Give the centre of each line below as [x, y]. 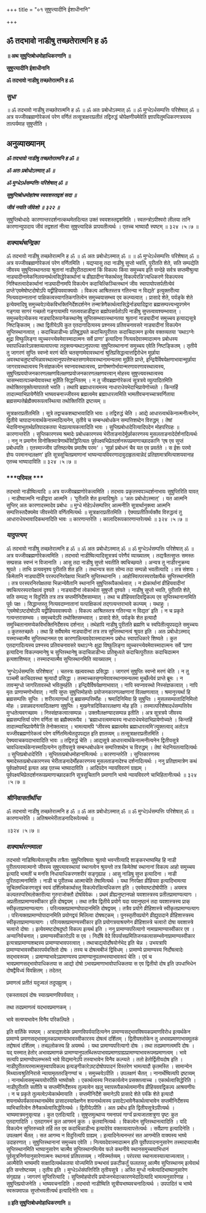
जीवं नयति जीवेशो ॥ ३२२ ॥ [33, 207]
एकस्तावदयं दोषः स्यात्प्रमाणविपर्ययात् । [42, 995]
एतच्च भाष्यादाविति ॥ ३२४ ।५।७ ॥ [41, 462]
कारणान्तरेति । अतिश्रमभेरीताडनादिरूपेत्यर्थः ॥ [50, 818]
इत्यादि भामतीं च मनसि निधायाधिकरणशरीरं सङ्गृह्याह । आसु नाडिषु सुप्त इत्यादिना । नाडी [91, 874]
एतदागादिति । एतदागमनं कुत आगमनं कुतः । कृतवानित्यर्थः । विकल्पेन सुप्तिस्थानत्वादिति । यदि [97, 1122]
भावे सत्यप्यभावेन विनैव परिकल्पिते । [40, 1020]
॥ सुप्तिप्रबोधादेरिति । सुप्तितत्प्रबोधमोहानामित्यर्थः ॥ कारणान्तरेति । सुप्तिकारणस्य [83, 754]
